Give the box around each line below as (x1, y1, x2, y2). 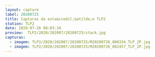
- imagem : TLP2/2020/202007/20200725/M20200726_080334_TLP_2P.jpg (9, 40, 151, 45)
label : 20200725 (5, 12, 39, 17)
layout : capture (5, 7, 39, 12)
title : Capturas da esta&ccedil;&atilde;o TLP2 (5, 16, 106, 21)
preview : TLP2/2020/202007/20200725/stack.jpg (5, 30, 106, 35)
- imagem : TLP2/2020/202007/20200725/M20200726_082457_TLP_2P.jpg (9, 44, 151, 49)
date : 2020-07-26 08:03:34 (5, 26, 61, 31)
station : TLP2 (5, 21, 35, 26)
